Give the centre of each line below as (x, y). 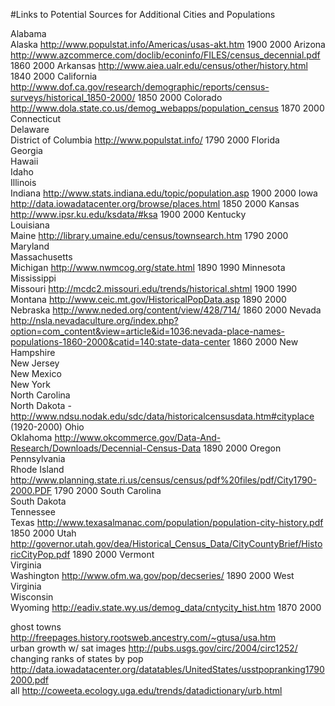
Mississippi (33, 278)
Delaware (30, 129)
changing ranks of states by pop (77, 658)
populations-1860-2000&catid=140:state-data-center (120, 342)
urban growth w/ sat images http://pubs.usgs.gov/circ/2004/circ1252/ (154, 648)
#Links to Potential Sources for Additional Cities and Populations (143, 14)
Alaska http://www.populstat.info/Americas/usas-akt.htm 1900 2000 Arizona (168, 44)
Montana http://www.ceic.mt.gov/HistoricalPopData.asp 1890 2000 (148, 299)
